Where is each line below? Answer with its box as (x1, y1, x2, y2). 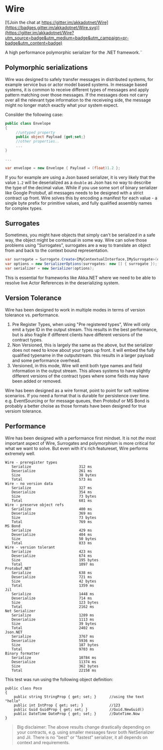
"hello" (5, 699, 21, 703)
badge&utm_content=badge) (5, 40, 63, 46)
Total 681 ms (11, 498, 92, 503)
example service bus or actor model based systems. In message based (5, 82, 147, 87)
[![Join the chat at (5, 19, 41, 25)
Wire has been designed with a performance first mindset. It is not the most (5, 435, 156, 441)
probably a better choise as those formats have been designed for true (5, 403, 147, 408)
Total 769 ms (11, 519, 92, 524)
